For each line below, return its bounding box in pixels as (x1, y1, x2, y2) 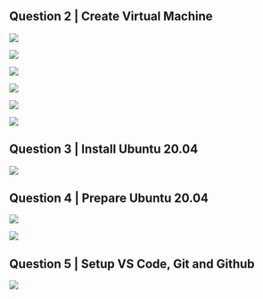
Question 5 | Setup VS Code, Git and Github (9, 256, 256, 271)
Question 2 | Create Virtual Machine (9, 9, 213, 24)
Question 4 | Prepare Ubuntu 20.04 (9, 191, 210, 206)
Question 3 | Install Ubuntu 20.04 (9, 142, 199, 157)
